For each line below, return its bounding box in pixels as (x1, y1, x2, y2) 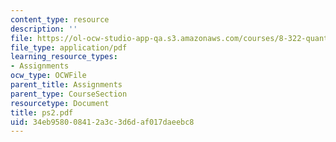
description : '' (10, 24, 78, 34)
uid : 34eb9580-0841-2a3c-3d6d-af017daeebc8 (10, 117, 195, 127)
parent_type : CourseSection (10, 89, 128, 99)
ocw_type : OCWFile (10, 71, 87, 81)
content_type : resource (10, 14, 110, 25)
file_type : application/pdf (10, 42, 128, 53)
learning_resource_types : (10, 52, 118, 62)
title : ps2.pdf (10, 107, 74, 118)
